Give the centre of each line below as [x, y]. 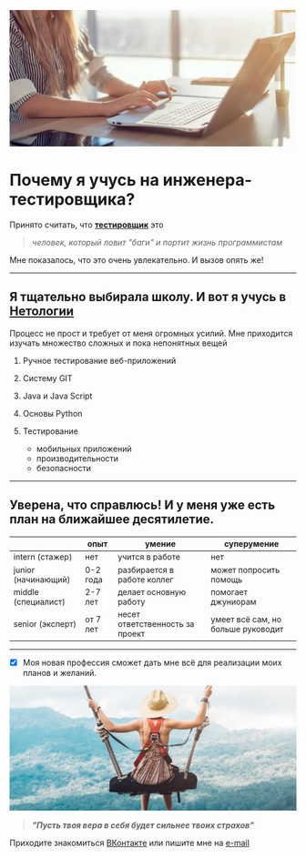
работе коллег [146, 580]
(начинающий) [42, 580]
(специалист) [39, 601]
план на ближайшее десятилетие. [112, 519]
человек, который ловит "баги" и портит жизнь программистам [157, 243]
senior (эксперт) [45, 624]
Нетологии [42, 312]
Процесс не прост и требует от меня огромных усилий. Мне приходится [151, 333]
